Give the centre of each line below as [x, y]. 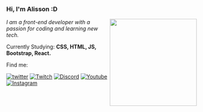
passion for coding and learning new [52, 28]
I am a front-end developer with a [48, 22]
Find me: [17, 65]
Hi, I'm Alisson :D [32, 9]
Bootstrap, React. [29, 53]
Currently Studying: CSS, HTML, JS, [51, 47]
